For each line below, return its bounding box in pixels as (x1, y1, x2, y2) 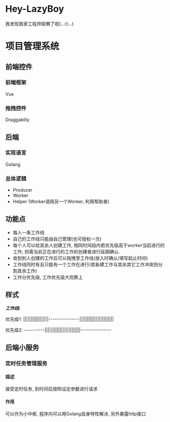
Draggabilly (5, 117, 30, 123)
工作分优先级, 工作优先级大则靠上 (12, 274, 83, 280)
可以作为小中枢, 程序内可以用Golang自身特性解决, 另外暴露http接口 (5, 411, 146, 417)
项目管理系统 (5, 40, 60, 52)
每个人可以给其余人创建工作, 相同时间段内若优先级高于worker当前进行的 (12, 242, 165, 248)
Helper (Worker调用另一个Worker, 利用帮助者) (12, 198, 110, 205)
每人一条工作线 (12, 229, 45, 235)
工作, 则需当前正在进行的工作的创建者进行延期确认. (12, 249, 120, 255)
